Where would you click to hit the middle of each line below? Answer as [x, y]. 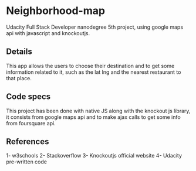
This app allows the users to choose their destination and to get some [90, 66]
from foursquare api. [31, 123]
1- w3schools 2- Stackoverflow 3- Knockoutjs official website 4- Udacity [94, 156]
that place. [19, 78]
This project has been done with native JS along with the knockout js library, [98, 111]
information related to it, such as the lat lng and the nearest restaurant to [94, 72]
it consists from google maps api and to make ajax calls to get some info [93, 117]
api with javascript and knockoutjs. [48, 33]
